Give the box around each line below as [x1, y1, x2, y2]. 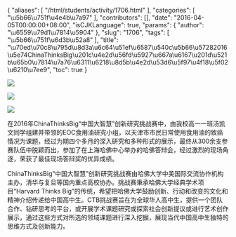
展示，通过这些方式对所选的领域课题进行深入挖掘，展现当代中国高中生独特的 [7, 213, 229, 222]
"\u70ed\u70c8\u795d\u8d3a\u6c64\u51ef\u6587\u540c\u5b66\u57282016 [7, 43, 228, 51]
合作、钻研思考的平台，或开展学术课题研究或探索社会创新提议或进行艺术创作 [7, 205, 229, 212]
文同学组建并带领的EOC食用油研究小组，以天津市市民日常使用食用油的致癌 [7, 128, 223, 136]
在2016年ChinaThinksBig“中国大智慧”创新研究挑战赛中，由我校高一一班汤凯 [7, 119, 226, 128]
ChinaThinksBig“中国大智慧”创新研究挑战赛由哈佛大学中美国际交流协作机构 [7, 170, 224, 177]
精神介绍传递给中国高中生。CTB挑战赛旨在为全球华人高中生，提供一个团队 [7, 196, 223, 204]
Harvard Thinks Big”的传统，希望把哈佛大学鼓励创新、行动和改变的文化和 [16, 187, 228, 195]
